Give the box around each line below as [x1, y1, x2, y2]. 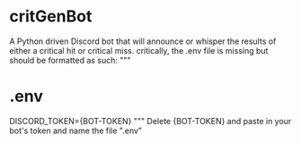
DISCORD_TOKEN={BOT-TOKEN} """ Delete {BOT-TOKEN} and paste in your [9, 115, 292, 126]
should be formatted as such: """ [9, 55, 132, 65]
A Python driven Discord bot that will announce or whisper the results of [9, 36, 277, 46]
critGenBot [9, 6, 93, 27]
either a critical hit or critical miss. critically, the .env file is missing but [9, 45, 269, 55]
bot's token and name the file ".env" [9, 125, 142, 136]
